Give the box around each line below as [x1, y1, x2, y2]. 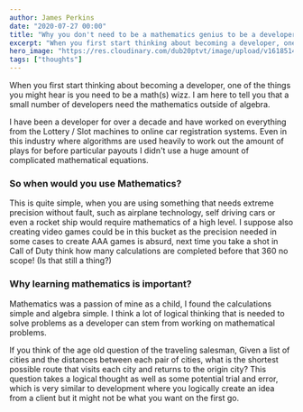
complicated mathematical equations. [9, 155, 149, 165]
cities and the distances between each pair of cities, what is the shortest [9, 353, 280, 365]
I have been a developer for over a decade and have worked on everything [9, 116, 287, 127]
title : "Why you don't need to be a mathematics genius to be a [9, 30, 256, 39]
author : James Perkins [9, 13, 95, 23]
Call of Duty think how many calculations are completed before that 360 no [9, 245, 289, 257]
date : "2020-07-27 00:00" [9, 22, 106, 31]
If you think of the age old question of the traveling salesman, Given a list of [9, 344, 290, 355]
